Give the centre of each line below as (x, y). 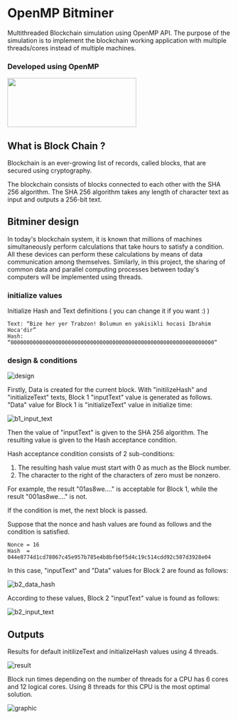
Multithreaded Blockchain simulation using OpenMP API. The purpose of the (119, 33)
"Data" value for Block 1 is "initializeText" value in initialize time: (100, 405)
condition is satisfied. (38, 532)
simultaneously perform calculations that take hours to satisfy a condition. (116, 247)
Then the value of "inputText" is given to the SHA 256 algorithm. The (108, 433)
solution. (20, 694)
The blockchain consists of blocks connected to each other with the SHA (114, 185)
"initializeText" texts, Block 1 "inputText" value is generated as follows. (110, 398)
